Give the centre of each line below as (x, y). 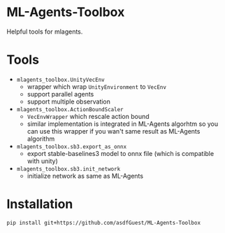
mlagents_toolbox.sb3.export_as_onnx (72, 147)
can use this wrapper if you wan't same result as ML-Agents (114, 131)
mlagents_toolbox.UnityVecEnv (61, 80)
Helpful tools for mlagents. (45, 31)
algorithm (41, 139)
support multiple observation (69, 101)
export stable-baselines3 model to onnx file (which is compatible (121, 153)
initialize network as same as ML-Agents (85, 176)
